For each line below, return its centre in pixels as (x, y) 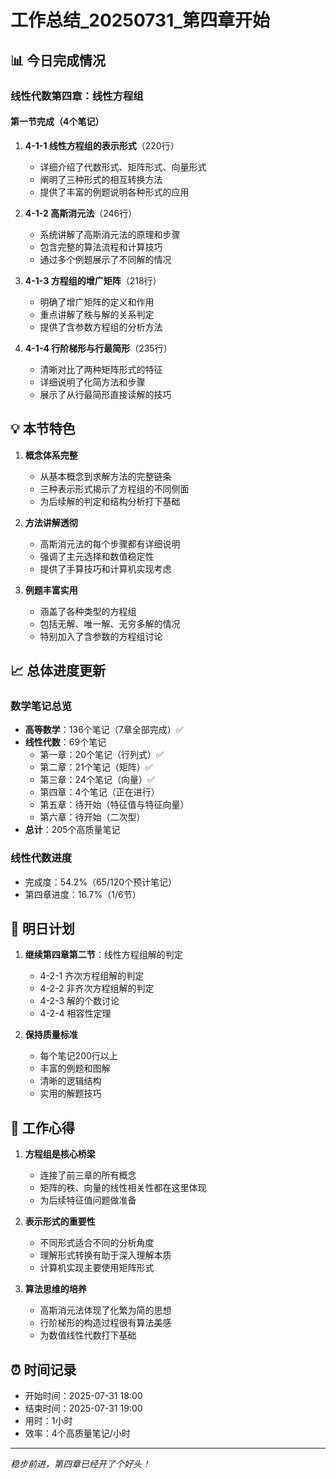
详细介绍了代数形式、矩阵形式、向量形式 (123, 167)
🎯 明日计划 (42, 928)
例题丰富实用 (51, 590)
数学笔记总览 (41, 706)
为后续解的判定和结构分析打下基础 (110, 501)
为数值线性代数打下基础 (88, 1335)
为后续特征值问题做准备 (88, 1200)
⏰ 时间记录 (43, 1369)
